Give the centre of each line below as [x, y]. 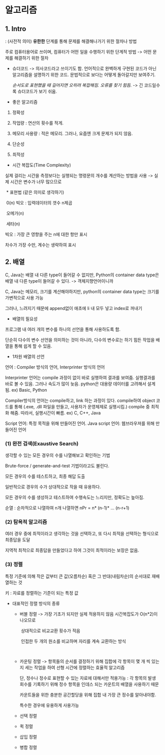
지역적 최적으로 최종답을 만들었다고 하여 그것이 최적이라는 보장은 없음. [72, 551]
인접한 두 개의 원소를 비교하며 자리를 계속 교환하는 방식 [74, 641]
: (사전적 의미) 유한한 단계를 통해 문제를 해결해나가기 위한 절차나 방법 [71, 41]
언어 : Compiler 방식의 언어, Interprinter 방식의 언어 [55, 367]
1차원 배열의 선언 [28, 356]
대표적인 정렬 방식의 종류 [36, 603]
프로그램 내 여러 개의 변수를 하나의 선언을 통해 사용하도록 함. [63, 329]
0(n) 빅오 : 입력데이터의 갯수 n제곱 [39, 203]
